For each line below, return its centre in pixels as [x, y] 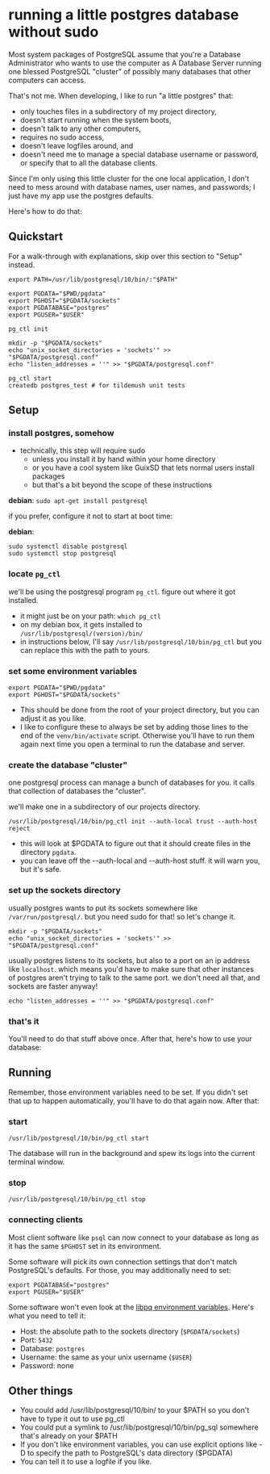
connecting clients [46, 1220]
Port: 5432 [36, 1340]
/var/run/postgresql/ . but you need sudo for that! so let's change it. [122, 916]
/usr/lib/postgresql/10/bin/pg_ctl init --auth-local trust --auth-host [133, 822]
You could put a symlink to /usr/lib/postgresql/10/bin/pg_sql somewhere [139, 1427]
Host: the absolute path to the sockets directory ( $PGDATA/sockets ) [130, 1331]
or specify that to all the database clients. [89, 162]
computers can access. [47, 80]
